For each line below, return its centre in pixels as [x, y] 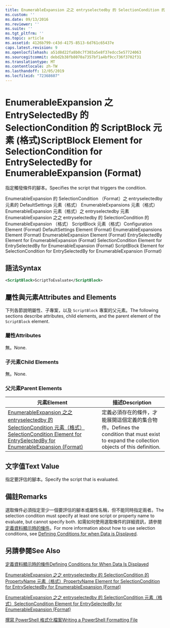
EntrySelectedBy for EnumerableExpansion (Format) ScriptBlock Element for [85, 246]
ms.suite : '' [19, 29]
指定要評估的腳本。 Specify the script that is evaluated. [62, 480]
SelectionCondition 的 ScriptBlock [78, 128]
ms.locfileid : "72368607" [32, 76]
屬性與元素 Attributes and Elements [61, 297]
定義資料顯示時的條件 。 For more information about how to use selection [80, 528]
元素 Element [52, 403]
